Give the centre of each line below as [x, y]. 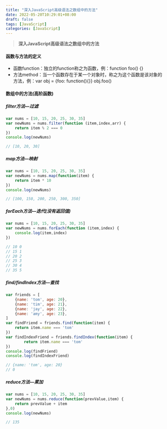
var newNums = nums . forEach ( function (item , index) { [62, 228]
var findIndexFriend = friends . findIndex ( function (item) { [69, 337]
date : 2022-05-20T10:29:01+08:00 [41, 15]
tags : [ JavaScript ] [26, 24]
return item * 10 [33, 180]
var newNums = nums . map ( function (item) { [50, 176]
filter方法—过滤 [22, 106]
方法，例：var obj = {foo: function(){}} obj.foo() [62, 81]
